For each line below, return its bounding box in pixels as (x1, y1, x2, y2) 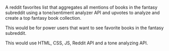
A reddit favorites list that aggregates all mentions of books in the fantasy (5, 5, 158, 10)
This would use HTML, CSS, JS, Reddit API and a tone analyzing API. (5, 40, 148, 46)
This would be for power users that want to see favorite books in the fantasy (5, 25, 164, 31)
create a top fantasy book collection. (5, 15, 82, 21)
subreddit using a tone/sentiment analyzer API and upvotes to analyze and (5, 10, 160, 16)
